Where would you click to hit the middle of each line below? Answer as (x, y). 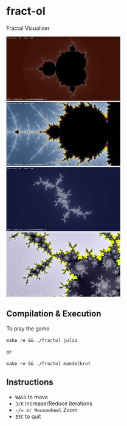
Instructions (30, 382)
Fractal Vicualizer (28, 28)
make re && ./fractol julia (42, 340)
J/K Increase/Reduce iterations (54, 403)
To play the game (28, 328)
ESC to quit (28, 416)
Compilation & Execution (54, 314)
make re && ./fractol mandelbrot (49, 363)
